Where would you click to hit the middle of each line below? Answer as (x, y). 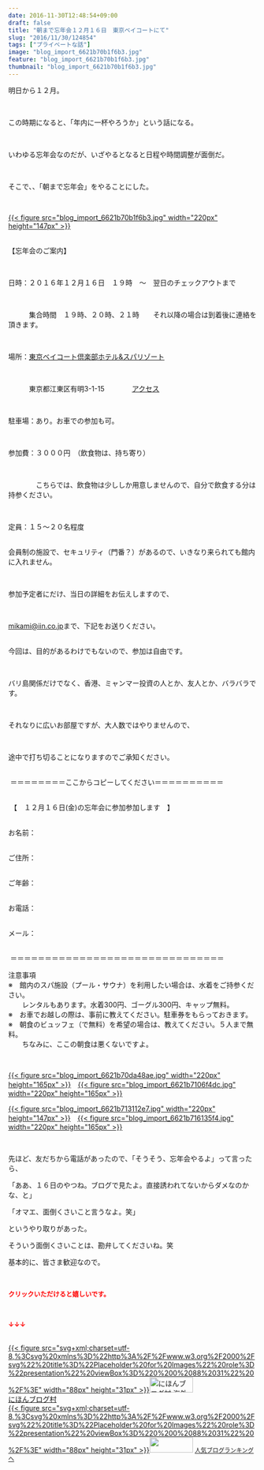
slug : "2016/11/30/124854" (52, 37)
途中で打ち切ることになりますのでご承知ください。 (91, 757)
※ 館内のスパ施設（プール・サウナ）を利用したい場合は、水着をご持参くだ (131, 985)
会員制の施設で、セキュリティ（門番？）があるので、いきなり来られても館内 (132, 552)
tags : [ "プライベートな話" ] (49, 45)
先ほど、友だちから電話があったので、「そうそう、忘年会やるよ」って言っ (127, 1158)
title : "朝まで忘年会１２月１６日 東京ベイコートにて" (89, 30)
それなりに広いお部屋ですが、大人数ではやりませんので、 (101, 725)
